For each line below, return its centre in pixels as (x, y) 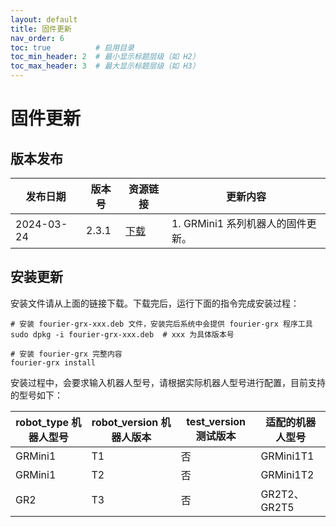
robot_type (42, 422)
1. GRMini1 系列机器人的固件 (239, 223)
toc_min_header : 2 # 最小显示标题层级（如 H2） (105, 57)
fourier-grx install (53, 362)
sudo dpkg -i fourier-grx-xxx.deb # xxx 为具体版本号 (122, 334)
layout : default (44, 19)
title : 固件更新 (41, 29)
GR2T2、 (282, 494)
